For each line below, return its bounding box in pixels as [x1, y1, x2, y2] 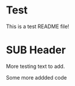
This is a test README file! [6, 23, 70, 30]
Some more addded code [6, 74, 67, 81]
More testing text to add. [6, 63, 65, 70]
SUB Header [6, 43, 66, 57]
